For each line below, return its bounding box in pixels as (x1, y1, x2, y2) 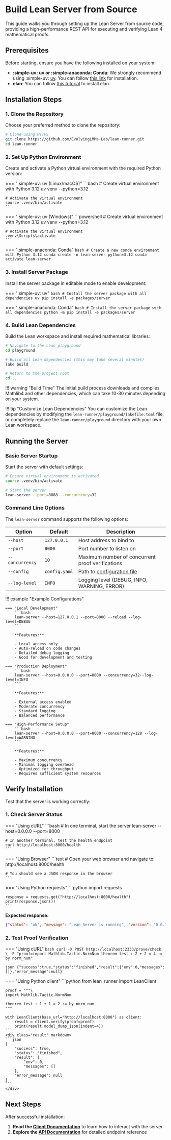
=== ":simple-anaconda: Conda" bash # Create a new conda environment (5, 247, 159, 253)
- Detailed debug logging (14, 650, 70, 656)
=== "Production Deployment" (5, 664, 67, 669)
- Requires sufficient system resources (14, 771, 101, 776)
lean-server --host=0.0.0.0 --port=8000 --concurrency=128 (14, 731, 142, 736)
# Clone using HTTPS (5, 132, 49, 137)
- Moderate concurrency (14, 704, 65, 709)
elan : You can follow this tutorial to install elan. (12, 80, 110, 86)
